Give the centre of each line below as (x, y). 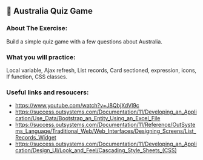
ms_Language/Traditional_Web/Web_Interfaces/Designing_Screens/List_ (105, 131)
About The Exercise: (37, 28)
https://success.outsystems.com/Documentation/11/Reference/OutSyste (105, 125)
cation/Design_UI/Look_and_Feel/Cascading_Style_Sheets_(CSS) (96, 150)
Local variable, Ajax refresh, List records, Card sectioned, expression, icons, (101, 70)
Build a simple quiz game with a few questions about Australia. (84, 41)
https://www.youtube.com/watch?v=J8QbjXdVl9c (77, 106)
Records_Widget (35, 138)
